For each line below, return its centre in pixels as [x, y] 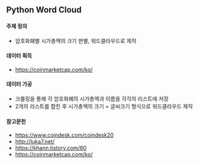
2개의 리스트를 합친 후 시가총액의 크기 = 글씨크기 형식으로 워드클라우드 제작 [104, 106]
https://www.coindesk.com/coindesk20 [64, 135]
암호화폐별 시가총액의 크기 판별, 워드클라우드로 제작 [76, 41]
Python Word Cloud [44, 10]
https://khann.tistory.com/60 [51, 148]
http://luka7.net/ [35, 142]
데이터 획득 [19, 56]
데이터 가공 [19, 84]
